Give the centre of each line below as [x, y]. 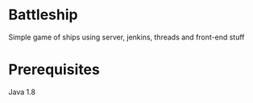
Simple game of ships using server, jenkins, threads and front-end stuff [126, 37]
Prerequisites [54, 70]
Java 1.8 [22, 92]
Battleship [43, 15]
